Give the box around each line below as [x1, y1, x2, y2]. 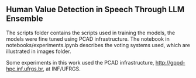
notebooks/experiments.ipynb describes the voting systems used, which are [6, 41, 190, 48]
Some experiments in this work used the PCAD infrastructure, [6, 59, 154, 66]
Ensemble [6, 14, 43, 24]
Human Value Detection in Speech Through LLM [6, 5, 185, 15]
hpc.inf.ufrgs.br [6, 65, 43, 72]
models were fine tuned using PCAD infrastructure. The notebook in [6, 35, 170, 42]
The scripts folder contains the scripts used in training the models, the [6, 29, 176, 36]
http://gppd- [155, 59, 185, 66]
